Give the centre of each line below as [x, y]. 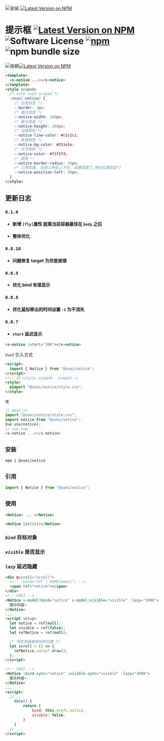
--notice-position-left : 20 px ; [46, 172]
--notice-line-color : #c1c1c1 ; [46, 136]
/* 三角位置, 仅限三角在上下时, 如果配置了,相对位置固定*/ [68, 168]
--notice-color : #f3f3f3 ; [41, 154]
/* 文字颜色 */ [28, 149]
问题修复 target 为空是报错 [40, 260]
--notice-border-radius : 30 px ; [46, 163]
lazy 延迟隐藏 [21, 567]
